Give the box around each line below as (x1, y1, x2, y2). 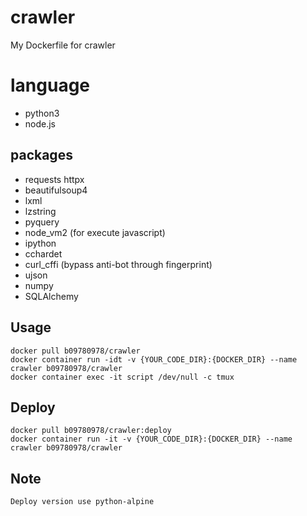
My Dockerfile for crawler (10, 39, 116, 51)
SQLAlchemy (24, 290, 79, 302)
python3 (24, 107, 60, 119)
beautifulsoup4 (24, 184, 88, 196)
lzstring (24, 205, 57, 217)
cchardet (24, 247, 63, 260)
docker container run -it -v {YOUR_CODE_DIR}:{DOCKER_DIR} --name (10, 434, 293, 445)
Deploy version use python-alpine (10, 497, 155, 507)
